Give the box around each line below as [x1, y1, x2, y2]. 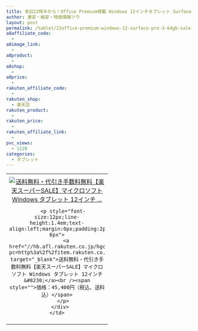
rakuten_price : [6, 118, 44, 124]
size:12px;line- [34, 214, 80, 221]
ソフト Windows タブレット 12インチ [11, 271, 103, 277]
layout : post [6, 19, 38, 25]
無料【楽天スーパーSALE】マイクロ [21, 263, 103, 270]
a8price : [6, 74, 28, 80]
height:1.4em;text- [29, 220, 84, 227]
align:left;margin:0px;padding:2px [9, 226, 109, 233]
